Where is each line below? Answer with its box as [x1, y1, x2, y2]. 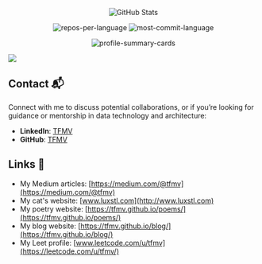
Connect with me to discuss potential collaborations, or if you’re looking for [8, 102, 254, 111]
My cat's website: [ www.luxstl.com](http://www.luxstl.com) [19, 196, 214, 205]
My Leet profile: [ [19, 238, 77, 247]
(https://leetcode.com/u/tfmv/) [19, 247, 120, 256]
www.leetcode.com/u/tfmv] [75, 238, 165, 247]
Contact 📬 [8, 77, 64, 91]
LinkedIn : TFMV [19, 126, 73, 135]
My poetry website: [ [19, 204, 88, 214]
